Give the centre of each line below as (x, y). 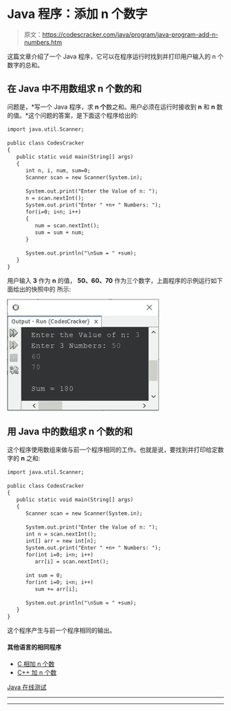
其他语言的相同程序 (34, 647)
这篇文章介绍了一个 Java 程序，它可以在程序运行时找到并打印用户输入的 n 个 (115, 56)
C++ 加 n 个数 (37, 672)
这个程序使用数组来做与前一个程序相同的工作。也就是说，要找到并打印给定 (112, 449)
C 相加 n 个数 (36, 664)
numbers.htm (43, 42)
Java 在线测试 (27, 687)
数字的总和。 (25, 65)
